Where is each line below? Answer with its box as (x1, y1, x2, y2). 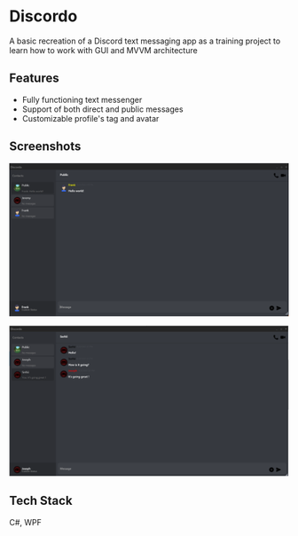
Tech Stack (9, 493, 73, 508)
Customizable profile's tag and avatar (21, 113, 160, 123)
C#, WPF (9, 516, 43, 527)
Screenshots (9, 139, 82, 154)
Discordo (9, 6, 78, 27)
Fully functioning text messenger (21, 94, 143, 105)
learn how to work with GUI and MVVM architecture (9, 44, 198, 55)
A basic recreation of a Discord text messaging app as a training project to (9, 35, 281, 46)
